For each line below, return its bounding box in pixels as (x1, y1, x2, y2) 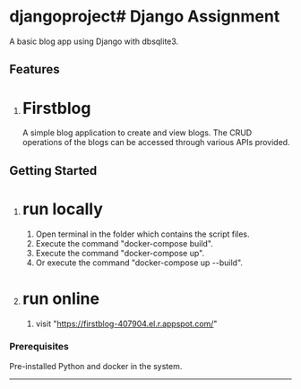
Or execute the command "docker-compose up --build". (35, 257, 244, 268)
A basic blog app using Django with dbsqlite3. (9, 36, 179, 47)
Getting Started (9, 163, 98, 178)
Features (9, 62, 60, 77)
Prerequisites (9, 341, 69, 353)
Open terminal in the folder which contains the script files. (35, 229, 250, 239)
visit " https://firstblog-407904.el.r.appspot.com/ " (35, 318, 218, 329)
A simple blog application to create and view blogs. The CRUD (21, 127, 253, 138)
